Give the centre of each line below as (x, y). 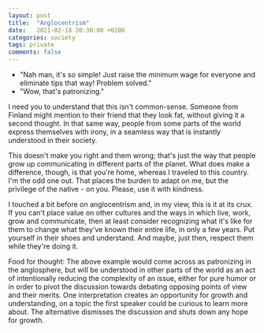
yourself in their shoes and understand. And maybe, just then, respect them (131, 238)
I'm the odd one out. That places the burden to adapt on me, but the (118, 181)
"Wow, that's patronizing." (62, 91)
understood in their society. (53, 140)
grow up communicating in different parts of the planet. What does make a (129, 164)
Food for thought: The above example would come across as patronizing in (130, 262)
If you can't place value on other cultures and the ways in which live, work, (130, 213)
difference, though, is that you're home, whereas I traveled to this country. (129, 172)
